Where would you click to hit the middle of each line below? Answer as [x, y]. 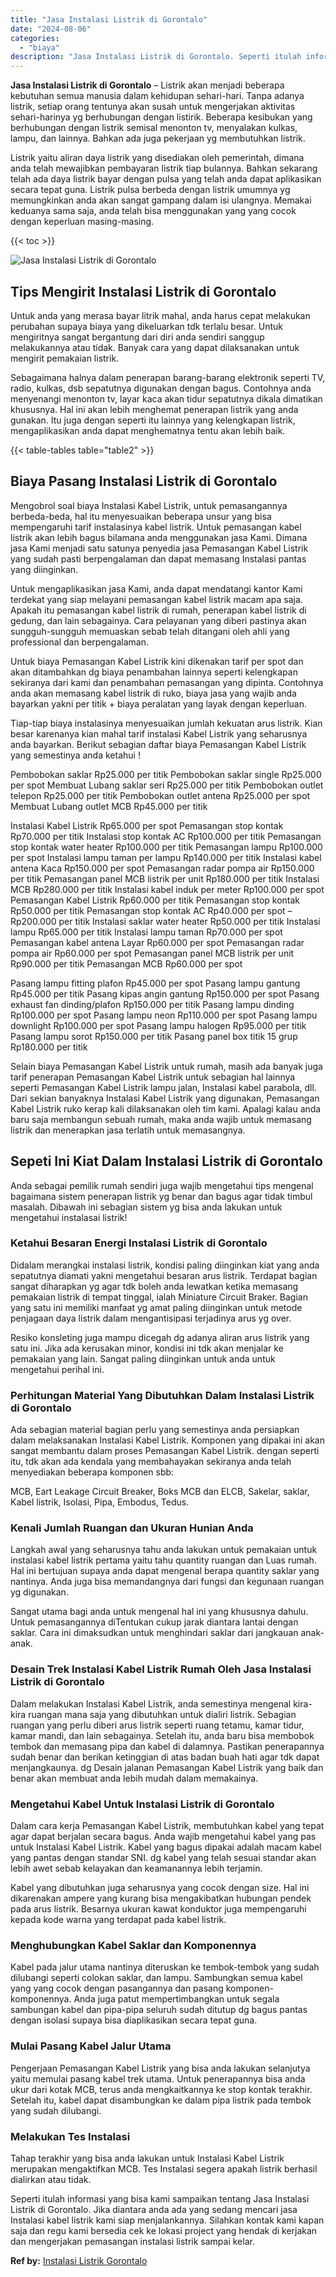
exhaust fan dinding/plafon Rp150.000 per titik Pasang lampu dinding [152, 1004]
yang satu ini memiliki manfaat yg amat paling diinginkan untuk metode [156, 1307]
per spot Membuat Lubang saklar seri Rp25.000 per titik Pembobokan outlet [167, 785]
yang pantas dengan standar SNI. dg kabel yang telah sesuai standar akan [163, 1858]
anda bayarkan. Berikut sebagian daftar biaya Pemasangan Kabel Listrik [158, 744]
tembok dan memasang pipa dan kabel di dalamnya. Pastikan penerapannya [167, 1746]
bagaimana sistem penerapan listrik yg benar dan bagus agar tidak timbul [161, 1196]
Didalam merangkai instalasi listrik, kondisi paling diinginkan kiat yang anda [165, 1265]
